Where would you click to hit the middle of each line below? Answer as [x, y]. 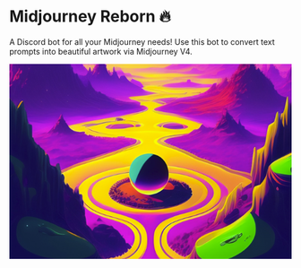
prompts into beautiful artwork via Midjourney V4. [101, 51]
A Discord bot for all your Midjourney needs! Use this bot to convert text [142, 41]
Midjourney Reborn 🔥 [90, 17]
